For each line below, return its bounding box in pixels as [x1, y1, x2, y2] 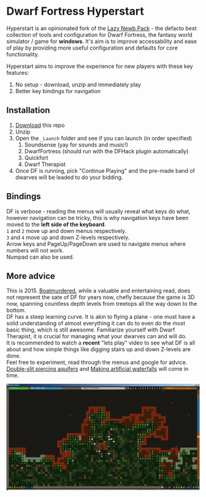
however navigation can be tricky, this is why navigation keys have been [6, 214, 189, 221]
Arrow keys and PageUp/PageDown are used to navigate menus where [6, 240, 186, 248]
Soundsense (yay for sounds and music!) [24, 141, 129, 148]
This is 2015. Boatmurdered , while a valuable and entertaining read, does [6, 287, 191, 295]
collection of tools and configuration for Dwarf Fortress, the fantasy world [6, 31, 193, 38]
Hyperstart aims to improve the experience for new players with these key [6, 63, 193, 70]
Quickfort [24, 154, 48, 161]
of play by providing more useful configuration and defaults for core [6, 44, 178, 51]
